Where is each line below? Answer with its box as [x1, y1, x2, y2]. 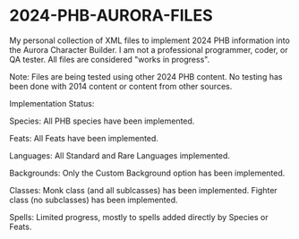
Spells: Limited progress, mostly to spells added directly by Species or [9, 211, 269, 222]
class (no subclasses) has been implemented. [9, 194, 178, 205]
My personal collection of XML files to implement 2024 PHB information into [9, 35, 291, 46]
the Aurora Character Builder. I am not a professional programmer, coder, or [9, 44, 288, 55]
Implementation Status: [9, 98, 95, 108]
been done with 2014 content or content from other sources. [9, 81, 233, 91]
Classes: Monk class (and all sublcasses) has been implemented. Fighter [9, 184, 278, 195]
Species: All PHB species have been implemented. [9, 115, 195, 126]
